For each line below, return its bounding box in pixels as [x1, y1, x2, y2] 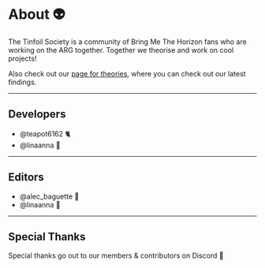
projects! [8, 54, 37, 63]
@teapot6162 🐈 [19, 128, 71, 138]
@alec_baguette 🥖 [19, 192, 80, 201]
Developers [8, 107, 66, 121]
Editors [8, 170, 45, 184]
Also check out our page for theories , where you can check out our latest [8, 69, 246, 78]
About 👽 [8, 6, 65, 24]
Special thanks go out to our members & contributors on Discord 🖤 [8, 251, 224, 260]
